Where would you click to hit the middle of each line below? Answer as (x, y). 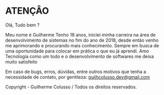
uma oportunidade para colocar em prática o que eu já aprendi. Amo (77, 51)
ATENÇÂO (27, 11)
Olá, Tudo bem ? (22, 25)
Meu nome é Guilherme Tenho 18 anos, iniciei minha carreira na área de (81, 35)
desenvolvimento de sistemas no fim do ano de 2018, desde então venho (82, 40)
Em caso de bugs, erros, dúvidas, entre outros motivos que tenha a (76, 72)
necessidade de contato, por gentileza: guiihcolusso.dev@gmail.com (78, 77)
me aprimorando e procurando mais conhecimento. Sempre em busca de (82, 45)
